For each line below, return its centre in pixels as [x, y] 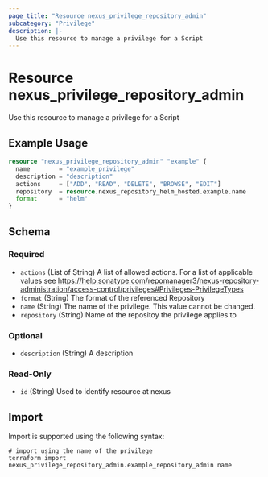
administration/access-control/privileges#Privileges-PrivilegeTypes [132, 289]
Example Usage [48, 143]
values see [38, 280]
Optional [25, 335]
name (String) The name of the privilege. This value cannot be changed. [138, 306]
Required [27, 255]
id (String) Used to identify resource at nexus [95, 392]
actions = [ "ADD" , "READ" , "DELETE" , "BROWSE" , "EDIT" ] [118, 184]
